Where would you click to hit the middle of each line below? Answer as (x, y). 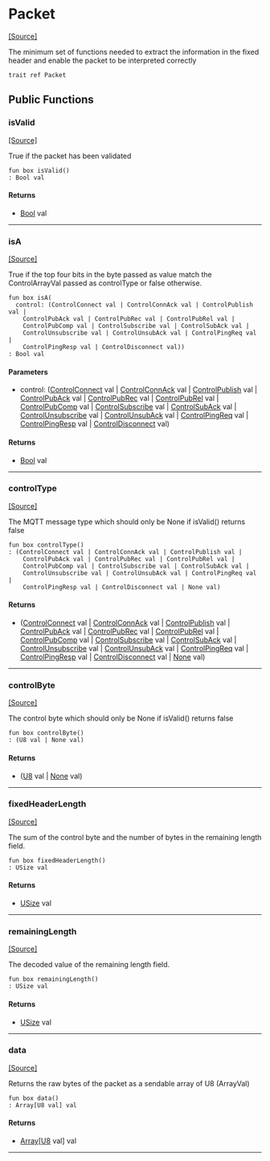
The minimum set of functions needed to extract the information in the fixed (134, 51)
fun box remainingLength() (53, 979)
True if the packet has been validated (70, 156)
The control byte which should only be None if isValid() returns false (121, 718)
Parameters (28, 371)
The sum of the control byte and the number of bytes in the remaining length (135, 837)
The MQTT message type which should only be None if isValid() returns (127, 521)
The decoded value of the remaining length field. (89, 965)
